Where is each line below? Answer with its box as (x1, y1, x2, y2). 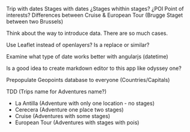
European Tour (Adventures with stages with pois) (14, 119, 139, 126)
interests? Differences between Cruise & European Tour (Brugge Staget (6, 11, 183, 19)
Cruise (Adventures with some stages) (14, 113, 111, 119)
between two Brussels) (6, 18, 64, 25)
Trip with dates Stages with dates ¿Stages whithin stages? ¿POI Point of (6, 5, 185, 12)
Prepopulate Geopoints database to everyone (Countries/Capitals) (6, 77, 170, 83)
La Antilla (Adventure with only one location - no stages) (14, 99, 155, 107)
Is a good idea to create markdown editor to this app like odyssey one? (6, 64, 182, 72)
